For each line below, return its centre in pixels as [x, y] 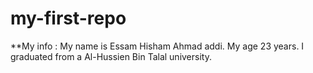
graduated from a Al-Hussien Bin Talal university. [111, 56]
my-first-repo [68, 18]
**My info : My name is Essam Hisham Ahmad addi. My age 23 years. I [157, 46]
